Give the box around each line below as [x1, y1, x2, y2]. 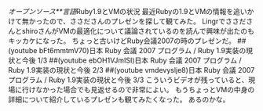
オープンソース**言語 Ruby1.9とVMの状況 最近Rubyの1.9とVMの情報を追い [8, 7, 247, 16]
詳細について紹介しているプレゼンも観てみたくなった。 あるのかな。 [8, 95, 230, 104]
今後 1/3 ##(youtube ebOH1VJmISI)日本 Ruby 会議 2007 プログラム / [21, 55, 242, 65]
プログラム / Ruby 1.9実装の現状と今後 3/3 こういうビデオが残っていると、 [8, 75, 249, 84]
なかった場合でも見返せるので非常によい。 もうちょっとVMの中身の [35, 85, 255, 94]
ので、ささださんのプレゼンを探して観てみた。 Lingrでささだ [49, 16, 247, 26]
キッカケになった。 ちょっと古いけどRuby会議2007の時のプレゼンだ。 [8, 36, 236, 45]
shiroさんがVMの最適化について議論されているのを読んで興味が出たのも [21, 27, 255, 35]
